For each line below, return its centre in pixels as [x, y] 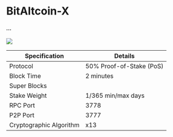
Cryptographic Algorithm [44, 125]
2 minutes [99, 76]
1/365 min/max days [115, 96]
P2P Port [22, 115]
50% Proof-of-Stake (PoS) [124, 66]
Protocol [21, 66]
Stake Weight [28, 96]
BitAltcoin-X [38, 11]
